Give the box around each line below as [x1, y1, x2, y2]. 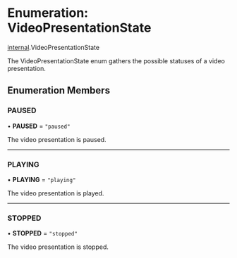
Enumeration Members [7, 84, 111, 96]
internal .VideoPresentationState [7, 43, 100, 51]
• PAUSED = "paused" [7, 122, 71, 130]
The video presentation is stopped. [7, 243, 109, 251]
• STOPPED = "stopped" [7, 229, 78, 238]
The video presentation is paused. [7, 135, 107, 143]
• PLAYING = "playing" [7, 175, 76, 183]
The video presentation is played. [7, 188, 104, 198]
